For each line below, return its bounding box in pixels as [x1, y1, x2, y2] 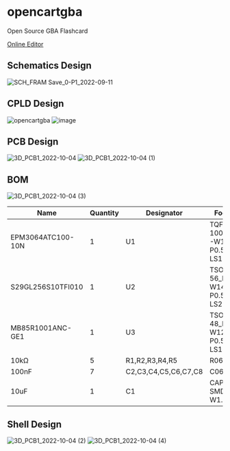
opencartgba [7, 4, 83, 20]
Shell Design [7, 418, 62, 430]
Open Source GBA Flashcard [7, 27, 88, 35]
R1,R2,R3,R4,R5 [125, 356, 178, 365]
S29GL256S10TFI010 [10, 282, 84, 292]
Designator [146, 208, 183, 218]
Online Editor [7, 40, 44, 48]
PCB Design [7, 136, 59, 147]
